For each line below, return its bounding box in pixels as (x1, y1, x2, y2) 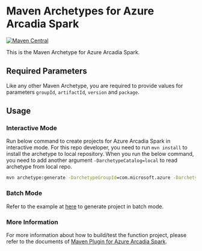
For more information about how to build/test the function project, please (6, 231, 187, 238)
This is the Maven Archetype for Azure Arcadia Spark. (6, 48, 140, 55)
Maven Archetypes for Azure (6, 4, 155, 18)
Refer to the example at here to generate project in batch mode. (6, 203, 164, 210)
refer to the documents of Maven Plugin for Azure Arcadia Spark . (6, 238, 167, 245)
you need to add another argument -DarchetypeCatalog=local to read (6, 156, 178, 164)
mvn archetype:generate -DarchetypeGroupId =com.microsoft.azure (6, 175, 171, 181)
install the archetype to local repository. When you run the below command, (6, 150, 194, 158)
